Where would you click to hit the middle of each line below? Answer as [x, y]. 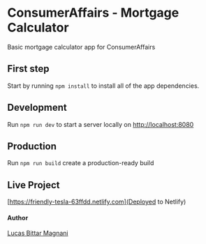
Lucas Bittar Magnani [38, 233]
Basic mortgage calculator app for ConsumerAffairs [81, 47]
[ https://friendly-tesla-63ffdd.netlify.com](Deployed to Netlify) [97, 202]
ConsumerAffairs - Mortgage [93, 13]
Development [37, 108]
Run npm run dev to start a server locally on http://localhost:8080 [101, 124]
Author [18, 218]
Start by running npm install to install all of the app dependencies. [103, 86]
